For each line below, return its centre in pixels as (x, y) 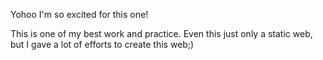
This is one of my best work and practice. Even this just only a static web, (161, 33)
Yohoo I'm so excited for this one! (79, 14)
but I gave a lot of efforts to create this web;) (102, 44)
